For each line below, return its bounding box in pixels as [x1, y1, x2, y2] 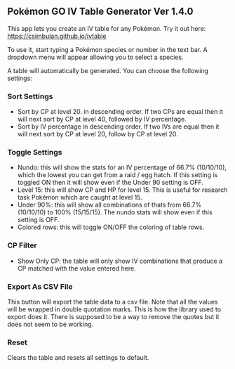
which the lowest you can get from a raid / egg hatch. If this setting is [17, 171, 218, 179]
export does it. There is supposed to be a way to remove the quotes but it [7, 313, 220, 321]
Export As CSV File [7, 281, 73, 291]
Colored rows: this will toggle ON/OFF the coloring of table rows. [17, 223, 205, 231]
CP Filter [7, 240, 37, 250]
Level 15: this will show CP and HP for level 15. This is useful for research [17, 186, 228, 194]
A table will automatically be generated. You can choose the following [7, 66, 209, 75]
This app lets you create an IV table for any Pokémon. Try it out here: [7, 24, 206, 32]
